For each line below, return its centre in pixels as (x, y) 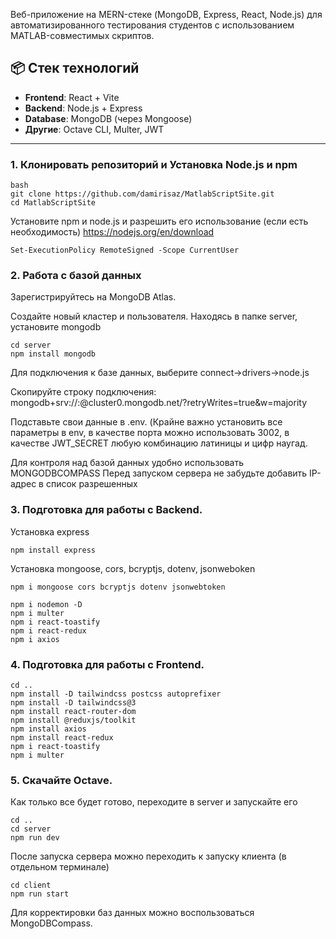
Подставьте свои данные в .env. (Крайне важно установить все (146, 422)
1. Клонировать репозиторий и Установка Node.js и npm (154, 164)
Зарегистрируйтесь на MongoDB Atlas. (93, 297)
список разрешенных (91, 484)
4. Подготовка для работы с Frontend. (107, 664)
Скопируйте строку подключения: (83, 392)
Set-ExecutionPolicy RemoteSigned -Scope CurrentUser (125, 250)
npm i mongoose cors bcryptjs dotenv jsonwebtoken (118, 587)
